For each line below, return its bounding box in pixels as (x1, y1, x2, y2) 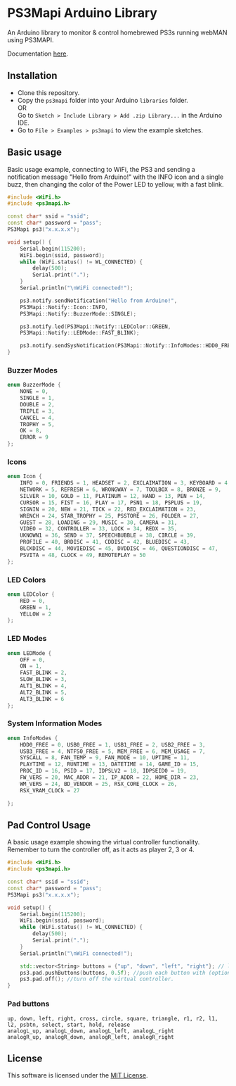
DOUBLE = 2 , (20, 401, 55, 408)
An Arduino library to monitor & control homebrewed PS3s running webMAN (7, 28, 228, 37)
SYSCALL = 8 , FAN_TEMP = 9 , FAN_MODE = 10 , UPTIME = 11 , (20, 754, 190, 761)
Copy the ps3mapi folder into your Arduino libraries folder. (17, 96, 188, 104)
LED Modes (7, 634, 47, 644)
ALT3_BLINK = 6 (20, 695, 65, 702)
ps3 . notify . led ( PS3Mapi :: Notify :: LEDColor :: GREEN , (20, 323, 171, 330)
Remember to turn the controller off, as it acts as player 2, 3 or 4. (7, 845, 195, 854)
